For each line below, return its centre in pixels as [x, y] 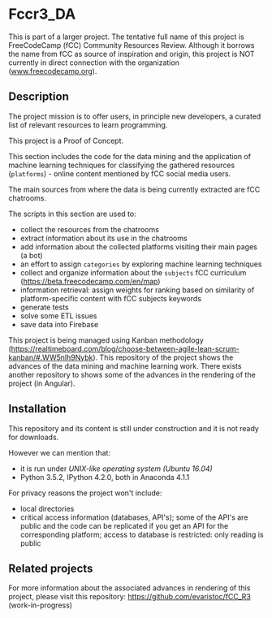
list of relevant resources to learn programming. [88, 125]
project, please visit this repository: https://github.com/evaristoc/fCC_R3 [130, 597]
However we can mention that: [60, 452]
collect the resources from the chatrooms [90, 229]
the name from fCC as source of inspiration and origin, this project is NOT [132, 54]
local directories [47, 508]
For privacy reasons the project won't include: [85, 493]
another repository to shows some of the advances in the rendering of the [132, 374]
